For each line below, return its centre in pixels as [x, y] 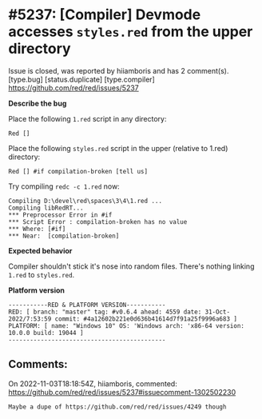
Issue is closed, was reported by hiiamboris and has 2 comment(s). [119, 70]
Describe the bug [38, 103]
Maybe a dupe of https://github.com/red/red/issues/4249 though [117, 407]
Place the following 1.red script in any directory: [87, 118]
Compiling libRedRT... [46, 208]
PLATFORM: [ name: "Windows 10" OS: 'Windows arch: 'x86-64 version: [127, 325]
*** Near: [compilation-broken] [64, 236]
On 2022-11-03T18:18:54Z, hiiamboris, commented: [93, 383]
